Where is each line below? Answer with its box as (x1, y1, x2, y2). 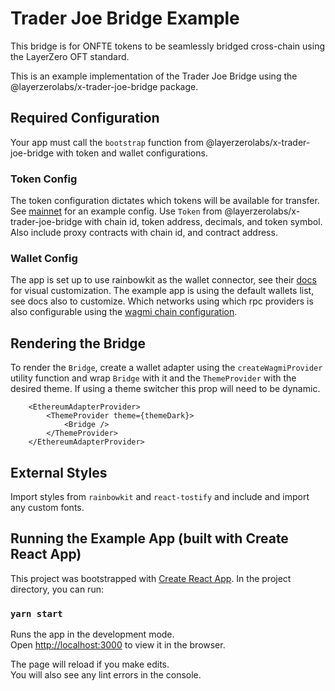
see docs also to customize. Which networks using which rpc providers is (10, 295, 314, 307)
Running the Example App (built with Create (10, 530, 289, 547)
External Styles (10, 464, 108, 481)
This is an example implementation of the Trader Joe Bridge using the (10, 70, 298, 82)
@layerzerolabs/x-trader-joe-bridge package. (10, 80, 199, 92)
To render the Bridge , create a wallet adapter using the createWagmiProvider (10, 362, 323, 374)
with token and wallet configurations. (56, 147, 208, 159)
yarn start (10, 608, 63, 619)
